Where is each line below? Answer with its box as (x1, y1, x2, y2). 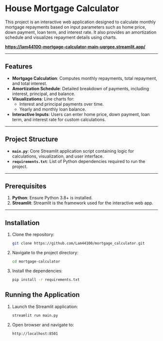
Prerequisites (5, 182, 47, 190)
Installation (5, 219, 40, 227)
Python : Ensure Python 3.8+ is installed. (12, 195, 93, 201)
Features (5, 63, 33, 71)
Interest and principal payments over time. (19, 101, 104, 107)
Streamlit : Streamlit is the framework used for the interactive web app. (12, 200, 154, 206)
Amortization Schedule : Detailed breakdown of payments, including (12, 85, 149, 91)
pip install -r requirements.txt (12, 277, 80, 282)
